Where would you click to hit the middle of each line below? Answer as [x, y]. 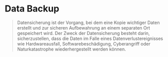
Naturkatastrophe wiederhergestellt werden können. [72, 49]
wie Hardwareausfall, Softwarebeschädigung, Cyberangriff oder [84, 43]
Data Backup [32, 9]
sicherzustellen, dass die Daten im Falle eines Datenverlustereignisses [90, 38]
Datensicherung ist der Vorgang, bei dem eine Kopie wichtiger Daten [88, 22]
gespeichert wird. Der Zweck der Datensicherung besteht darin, [83, 33]
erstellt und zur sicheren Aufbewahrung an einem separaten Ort [83, 27]
